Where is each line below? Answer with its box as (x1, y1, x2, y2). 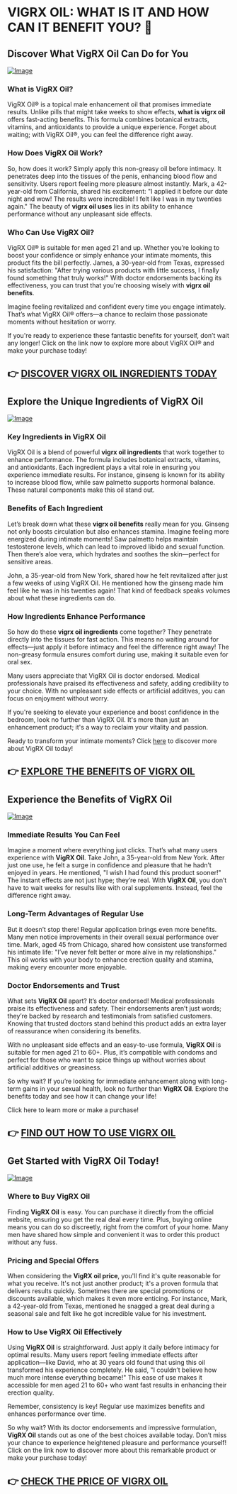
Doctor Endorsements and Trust (7, 980, 120, 990)
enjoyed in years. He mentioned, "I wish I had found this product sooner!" (7, 869, 221, 877)
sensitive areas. (7, 557, 53, 566)
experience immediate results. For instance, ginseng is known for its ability (7, 471, 225, 479)
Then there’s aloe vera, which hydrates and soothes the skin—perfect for (7, 549, 220, 558)
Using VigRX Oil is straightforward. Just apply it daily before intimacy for (7, 1343, 219, 1352)
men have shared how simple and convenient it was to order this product (7, 1230, 220, 1238)
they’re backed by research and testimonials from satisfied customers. (7, 1012, 213, 1021)
